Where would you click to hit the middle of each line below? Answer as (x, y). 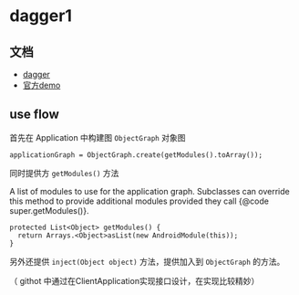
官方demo (41, 85)
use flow (34, 115)
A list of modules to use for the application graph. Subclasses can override (149, 191)
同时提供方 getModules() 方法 (64, 173)
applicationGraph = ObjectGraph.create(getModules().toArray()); (136, 155)
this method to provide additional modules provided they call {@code (139, 201)
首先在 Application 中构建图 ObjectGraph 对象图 (98, 137)
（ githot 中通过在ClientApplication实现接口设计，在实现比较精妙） (134, 280)
